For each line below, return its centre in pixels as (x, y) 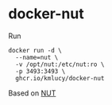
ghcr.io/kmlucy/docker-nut (60, 78)
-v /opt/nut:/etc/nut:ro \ (60, 64)
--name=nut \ (37, 57)
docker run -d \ (35, 50)
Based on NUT (32, 93)
